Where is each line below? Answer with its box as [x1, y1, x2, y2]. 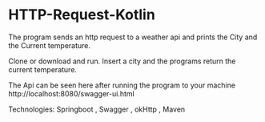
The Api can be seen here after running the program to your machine [8, 80, 236, 90]
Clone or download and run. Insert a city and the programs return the [8, 56, 236, 66]
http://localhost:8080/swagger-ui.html [8, 88, 135, 98]
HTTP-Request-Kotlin [8, 6, 156, 24]
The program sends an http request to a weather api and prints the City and [8, 32, 258, 42]
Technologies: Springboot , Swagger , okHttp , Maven [8, 104, 186, 114]
